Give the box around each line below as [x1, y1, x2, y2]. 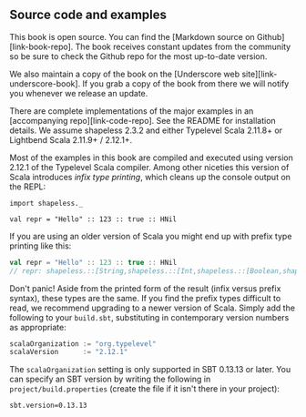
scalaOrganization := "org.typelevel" [9, 339, 157, 349]
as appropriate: [9, 321, 66, 332]
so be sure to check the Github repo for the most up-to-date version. [9, 50, 268, 62]
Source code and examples [9, 7, 167, 23]
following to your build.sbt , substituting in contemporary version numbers [9, 311, 290, 322]
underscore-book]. [9, 77, 81, 89]
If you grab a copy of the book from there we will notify [82, 77, 290, 89]
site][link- [240, 68, 278, 79]
